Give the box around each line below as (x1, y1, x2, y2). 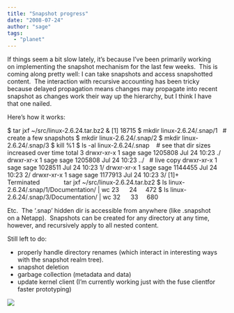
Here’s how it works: (7, 113, 66, 122)
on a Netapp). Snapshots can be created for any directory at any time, (7, 214, 210, 223)
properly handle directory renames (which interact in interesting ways (17, 248, 218, 257)
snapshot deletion (17, 263, 70, 271)
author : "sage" (7, 23, 52, 30)
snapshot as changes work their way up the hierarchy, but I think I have (7, 92, 212, 101)
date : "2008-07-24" (7, 17, 64, 24)
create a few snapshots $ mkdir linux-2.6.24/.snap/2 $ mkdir (7, 134, 181, 143)
